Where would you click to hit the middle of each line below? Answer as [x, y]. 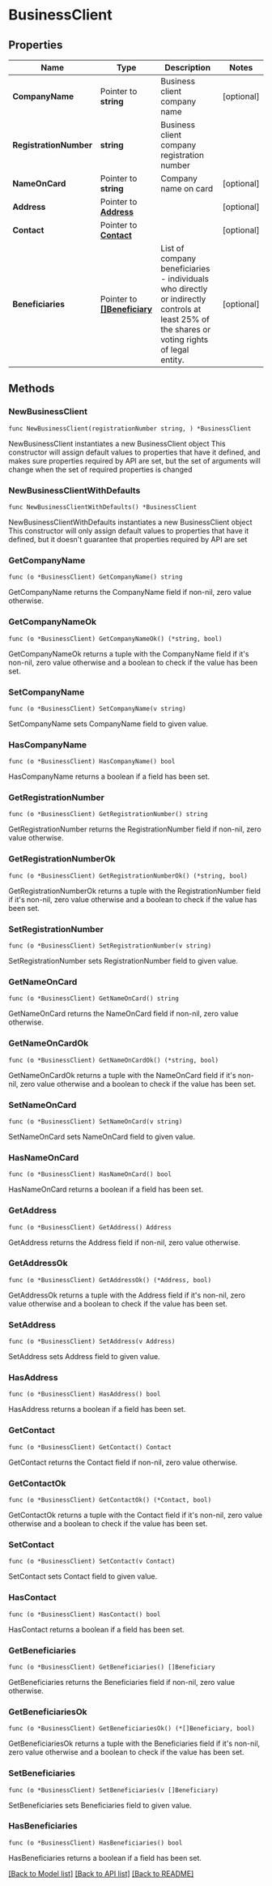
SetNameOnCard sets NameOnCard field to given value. [102, 1136]
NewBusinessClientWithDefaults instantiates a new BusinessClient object [130, 522]
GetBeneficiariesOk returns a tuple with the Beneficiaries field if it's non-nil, [134, 1743]
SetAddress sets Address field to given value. [84, 1357]
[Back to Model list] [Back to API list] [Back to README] [101, 1873]
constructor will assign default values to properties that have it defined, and [134, 452]
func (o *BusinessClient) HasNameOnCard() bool [90, 1174]
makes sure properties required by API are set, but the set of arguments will [134, 460]
